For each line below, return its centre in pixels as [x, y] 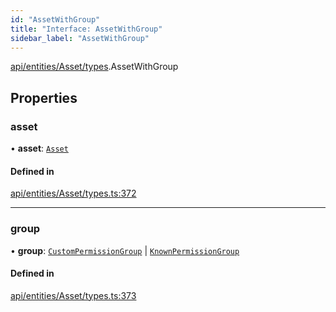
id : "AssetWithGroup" [55, 19]
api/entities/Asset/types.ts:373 [73, 295]
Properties [44, 97]
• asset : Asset [39, 148]
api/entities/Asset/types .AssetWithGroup [94, 67]
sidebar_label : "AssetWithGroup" [80, 38]
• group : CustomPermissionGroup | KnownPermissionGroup [125, 250]
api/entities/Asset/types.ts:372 [73, 193]
